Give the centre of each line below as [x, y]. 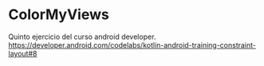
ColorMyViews [59, 15]
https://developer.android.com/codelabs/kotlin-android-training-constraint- [132, 45]
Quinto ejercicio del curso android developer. [82, 37]
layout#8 [23, 53]
